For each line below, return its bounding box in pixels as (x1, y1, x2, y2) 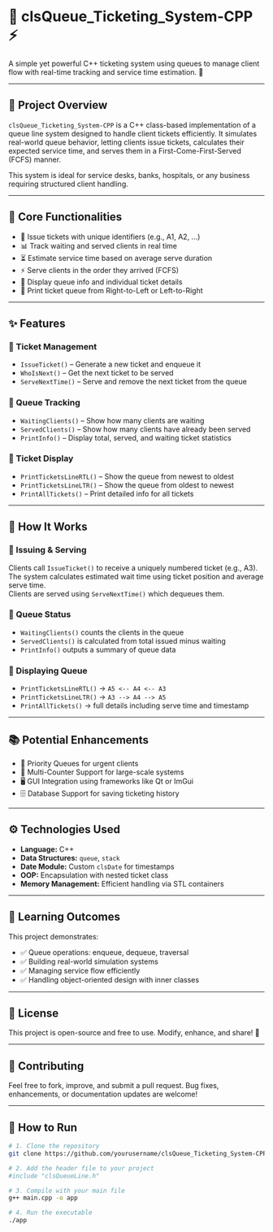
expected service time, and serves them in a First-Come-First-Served (8, 145, 242, 155)
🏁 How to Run (8, 1121, 78, 1134)
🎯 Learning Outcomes (8, 910, 120, 924)
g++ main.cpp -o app (8, 1194, 79, 1202)
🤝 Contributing (8, 1059, 84, 1073)
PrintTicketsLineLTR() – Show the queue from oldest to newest (19, 479, 234, 490)
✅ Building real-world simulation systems (19, 957, 158, 966)
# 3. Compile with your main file (8, 1186, 126, 1195)
